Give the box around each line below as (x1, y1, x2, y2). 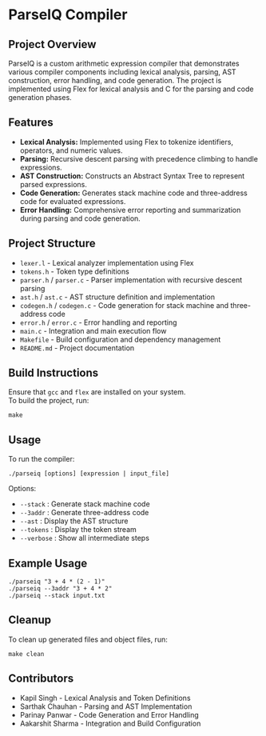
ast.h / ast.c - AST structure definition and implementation (19, 292, 216, 302)
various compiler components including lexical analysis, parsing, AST (8, 67, 237, 77)
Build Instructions (8, 366, 99, 380)
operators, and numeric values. (19, 146, 123, 155)
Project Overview (8, 38, 97, 51)
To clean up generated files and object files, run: (8, 634, 168, 644)
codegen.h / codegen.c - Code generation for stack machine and (19, 300, 229, 310)
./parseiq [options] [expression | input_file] (8, 470, 170, 478)
